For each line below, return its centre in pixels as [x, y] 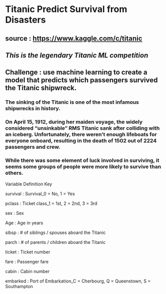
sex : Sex [15, 213]
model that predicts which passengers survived [81, 80]
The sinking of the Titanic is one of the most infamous [72, 102]
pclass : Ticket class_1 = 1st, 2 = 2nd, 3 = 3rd [51, 203]
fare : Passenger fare [27, 261]
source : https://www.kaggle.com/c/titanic [74, 38]
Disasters [26, 20]
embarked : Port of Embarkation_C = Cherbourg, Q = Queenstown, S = [78, 281]
